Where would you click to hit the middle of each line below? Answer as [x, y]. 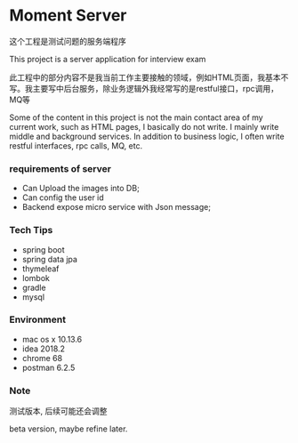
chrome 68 [42, 358]
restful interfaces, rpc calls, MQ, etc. [76, 145]
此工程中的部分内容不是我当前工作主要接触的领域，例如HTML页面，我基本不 [149, 77]
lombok [36, 278]
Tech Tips [31, 230]
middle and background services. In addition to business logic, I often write [147, 136]
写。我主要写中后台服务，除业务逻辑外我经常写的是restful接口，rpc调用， [144, 88]
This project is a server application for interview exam [108, 59]
